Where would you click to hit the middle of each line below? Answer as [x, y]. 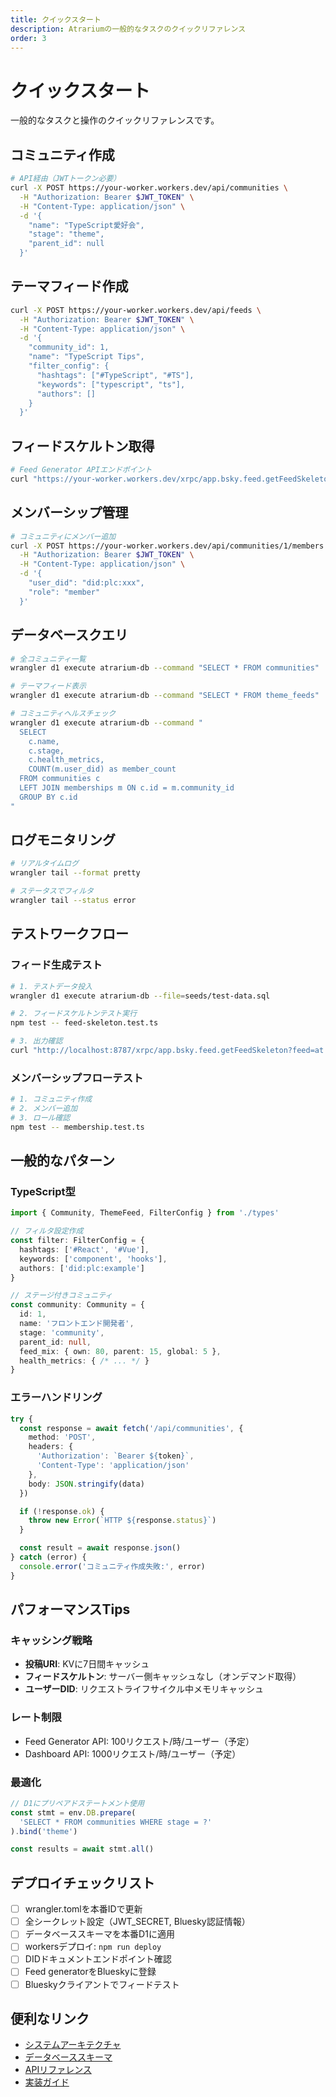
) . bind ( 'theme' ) [44, 1831]
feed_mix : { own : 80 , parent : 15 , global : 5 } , [120, 1351]
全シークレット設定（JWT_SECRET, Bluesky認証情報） [137, 1922]
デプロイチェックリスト [82, 1882]
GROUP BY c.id [48, 797]
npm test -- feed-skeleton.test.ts [84, 1023]
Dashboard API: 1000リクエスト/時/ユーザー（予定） [133, 1753]
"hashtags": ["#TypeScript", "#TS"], [115, 375]
